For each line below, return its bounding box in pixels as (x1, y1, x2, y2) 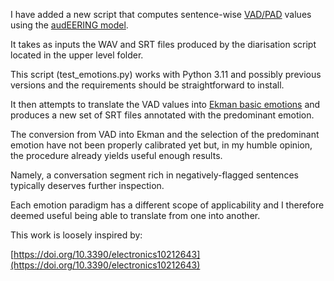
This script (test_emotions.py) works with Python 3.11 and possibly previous (10, 69, 322, 80)
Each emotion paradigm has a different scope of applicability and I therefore (10, 199, 325, 211)
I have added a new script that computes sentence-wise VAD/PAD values (10, 9, 312, 20)
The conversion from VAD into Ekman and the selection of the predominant (10, 129, 320, 140)
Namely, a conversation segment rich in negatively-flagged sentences (10, 169, 299, 181)
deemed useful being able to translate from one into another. (10, 210, 261, 221)
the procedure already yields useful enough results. (10, 150, 223, 161)
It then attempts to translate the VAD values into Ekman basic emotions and (10, 99, 321, 110)
